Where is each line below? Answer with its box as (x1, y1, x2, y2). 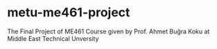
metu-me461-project (7, 5, 130, 20)
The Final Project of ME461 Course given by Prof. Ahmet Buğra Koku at (7, 27, 210, 35)
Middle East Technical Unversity (7, 34, 99, 42)
